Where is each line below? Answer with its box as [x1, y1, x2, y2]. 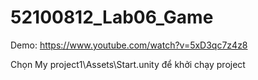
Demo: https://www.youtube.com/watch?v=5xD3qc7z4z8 [10, 39, 248, 51]
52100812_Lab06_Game [10, 6, 214, 29]
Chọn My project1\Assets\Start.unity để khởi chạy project [10, 58, 246, 70]
